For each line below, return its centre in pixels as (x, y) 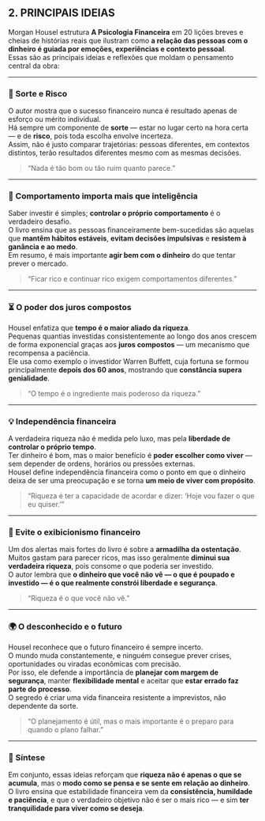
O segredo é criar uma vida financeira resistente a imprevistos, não (117, 697)
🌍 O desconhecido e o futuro (65, 626)
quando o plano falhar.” (65, 729)
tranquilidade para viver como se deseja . (76, 808)
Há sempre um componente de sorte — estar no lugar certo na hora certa (128, 128)
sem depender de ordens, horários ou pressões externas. (102, 463)
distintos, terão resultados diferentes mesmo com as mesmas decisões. (125, 153)
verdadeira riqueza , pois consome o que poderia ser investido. (111, 566)
